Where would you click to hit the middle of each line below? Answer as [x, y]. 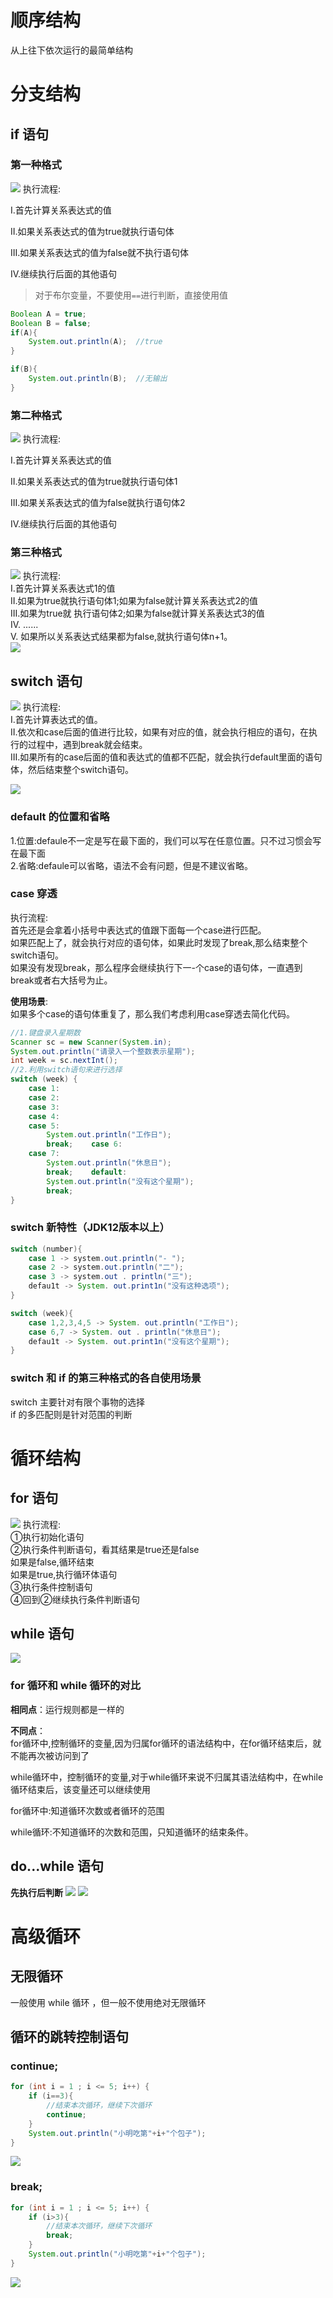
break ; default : [87, 1172]
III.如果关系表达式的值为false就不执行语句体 [100, 252]
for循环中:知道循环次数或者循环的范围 [87, 1810]
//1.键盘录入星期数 [45, 1032]
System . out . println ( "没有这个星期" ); [120, 1181]
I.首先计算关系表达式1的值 [63, 588]
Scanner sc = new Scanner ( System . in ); [91, 1042]
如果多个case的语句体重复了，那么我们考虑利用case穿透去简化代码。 [153, 1013]
